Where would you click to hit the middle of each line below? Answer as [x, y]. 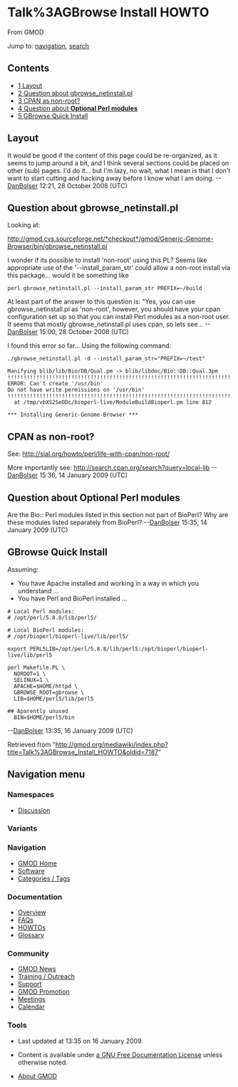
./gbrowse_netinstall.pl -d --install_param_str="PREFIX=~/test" [106, 359]
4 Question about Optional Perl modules [77, 108]
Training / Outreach [46, 977]
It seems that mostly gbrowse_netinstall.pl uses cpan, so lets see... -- [109, 324]
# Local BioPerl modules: [46, 630]
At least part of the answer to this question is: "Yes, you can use [102, 302]
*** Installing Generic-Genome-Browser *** [73, 415]
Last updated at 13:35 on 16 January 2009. [81, 1041]
